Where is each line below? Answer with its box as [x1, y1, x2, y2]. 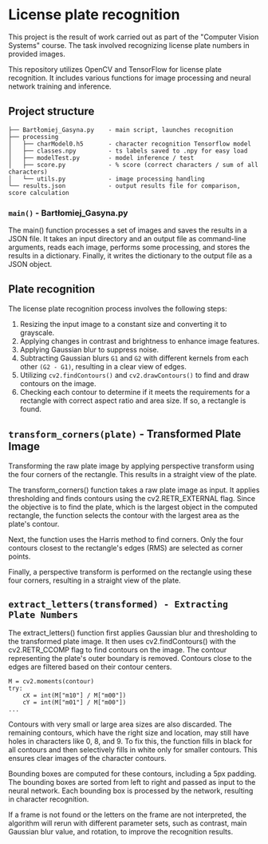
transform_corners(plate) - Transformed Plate [8, 428, 242, 441]
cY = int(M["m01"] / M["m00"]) [22, 699, 127, 707]
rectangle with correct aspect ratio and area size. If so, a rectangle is [19, 396, 246, 405]
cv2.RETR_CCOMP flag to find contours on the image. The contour [8, 645, 227, 655]
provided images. [8, 49, 65, 58]
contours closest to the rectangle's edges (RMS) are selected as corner [8, 543, 243, 552]
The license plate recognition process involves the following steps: [8, 304, 227, 313]
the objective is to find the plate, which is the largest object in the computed [8, 502, 258, 512]
